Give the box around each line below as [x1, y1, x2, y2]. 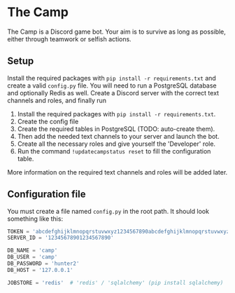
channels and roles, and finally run [7, 96, 107, 104]
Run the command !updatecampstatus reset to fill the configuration [17, 146, 211, 155]
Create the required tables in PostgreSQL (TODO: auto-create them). [17, 124, 215, 133]
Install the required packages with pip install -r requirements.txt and [7, 74, 217, 82]
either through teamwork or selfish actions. [7, 34, 131, 43]
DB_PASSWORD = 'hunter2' [7, 260, 80, 267]
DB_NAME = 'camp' [7, 247, 58, 254]
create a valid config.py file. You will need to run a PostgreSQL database [7, 81, 217, 90]
